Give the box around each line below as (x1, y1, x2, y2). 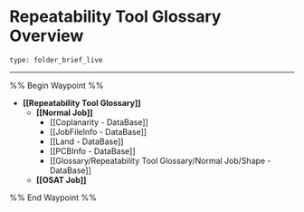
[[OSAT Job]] (35, 174, 87, 185)
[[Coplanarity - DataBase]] (49, 116, 149, 128)
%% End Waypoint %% (9, 192, 97, 203)
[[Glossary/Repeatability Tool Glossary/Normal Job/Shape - (49, 155, 271, 166)
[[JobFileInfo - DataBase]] (49, 126, 147, 137)
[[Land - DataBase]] (49, 136, 124, 147)
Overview (9, 25, 84, 46)
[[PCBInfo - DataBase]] (49, 145, 136, 156)
